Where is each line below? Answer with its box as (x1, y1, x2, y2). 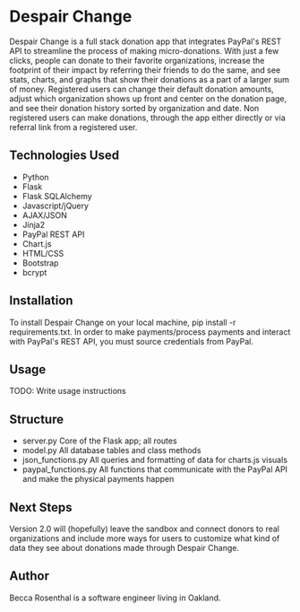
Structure (9, 411, 64, 427)
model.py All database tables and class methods (21, 445, 201, 456)
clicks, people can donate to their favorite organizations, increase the (9, 55, 265, 66)
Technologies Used (9, 148, 119, 163)
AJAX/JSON (21, 209, 67, 221)
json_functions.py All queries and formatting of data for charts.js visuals (21, 455, 288, 466)
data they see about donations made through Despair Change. (9, 543, 240, 553)
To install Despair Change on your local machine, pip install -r (9, 317, 236, 328)
